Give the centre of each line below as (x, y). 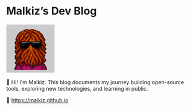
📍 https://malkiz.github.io (37, 100)
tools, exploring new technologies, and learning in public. (77, 88)
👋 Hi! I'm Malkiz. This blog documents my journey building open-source (95, 82)
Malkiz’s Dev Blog (52, 11)
